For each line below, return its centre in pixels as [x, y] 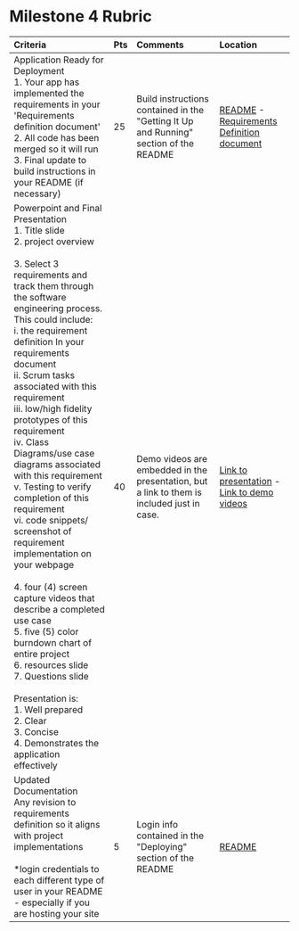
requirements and [51, 275]
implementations [48, 846]
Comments [160, 45]
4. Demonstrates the [57, 743]
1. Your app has [47, 82]
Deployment [39, 70]
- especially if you [52, 902]
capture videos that [54, 597]
